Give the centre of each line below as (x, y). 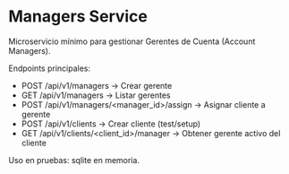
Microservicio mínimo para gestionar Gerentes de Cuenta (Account (132, 41)
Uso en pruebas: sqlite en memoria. (74, 160)
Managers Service (78, 17)
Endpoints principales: (50, 68)
